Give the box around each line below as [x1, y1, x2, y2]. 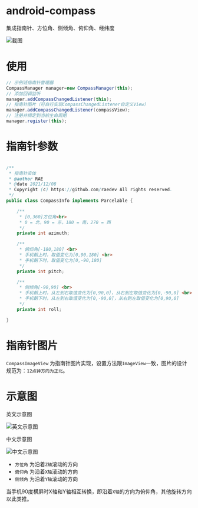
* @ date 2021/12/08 [8, 181, 57, 187]
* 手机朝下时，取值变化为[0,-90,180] [19, 257, 102, 263]
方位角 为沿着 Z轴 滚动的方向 [14, 460, 78, 467]
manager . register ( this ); [6, 118, 67, 124]
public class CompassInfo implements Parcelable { [6, 198, 133, 204]
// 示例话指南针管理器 [6, 80, 54, 86]
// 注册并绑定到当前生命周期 [6, 113, 67, 119]
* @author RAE [8, 176, 44, 182]
